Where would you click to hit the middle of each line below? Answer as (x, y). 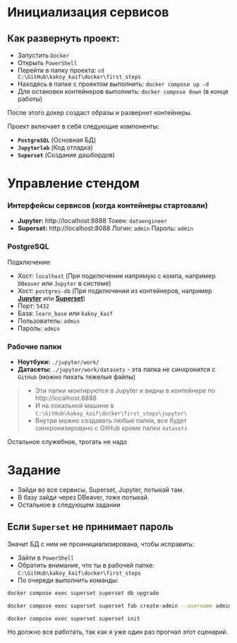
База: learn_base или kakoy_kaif (65, 313)
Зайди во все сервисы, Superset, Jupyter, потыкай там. (101, 490)
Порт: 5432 (33, 306)
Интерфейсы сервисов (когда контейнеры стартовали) (108, 205)
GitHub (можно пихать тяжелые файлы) (77, 377)
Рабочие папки (35, 347)
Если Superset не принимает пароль (91, 527)
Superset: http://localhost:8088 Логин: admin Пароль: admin (105, 228)
